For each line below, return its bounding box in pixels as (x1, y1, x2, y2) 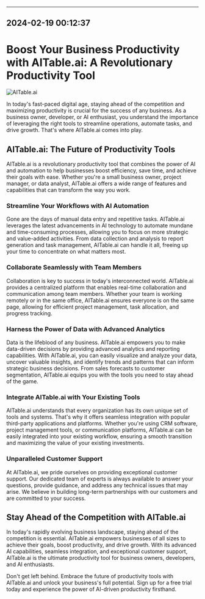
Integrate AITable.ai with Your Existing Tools (6, 392, 140, 401)
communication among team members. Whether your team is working (6, 290, 182, 297)
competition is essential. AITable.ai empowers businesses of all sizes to (6, 535, 186, 542)
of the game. (6, 378, 38, 385)
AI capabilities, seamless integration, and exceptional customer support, (6, 548, 188, 555)
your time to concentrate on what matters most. (6, 248, 126, 255)
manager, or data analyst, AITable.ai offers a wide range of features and (6, 180, 187, 187)
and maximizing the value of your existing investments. (6, 439, 145, 447)
